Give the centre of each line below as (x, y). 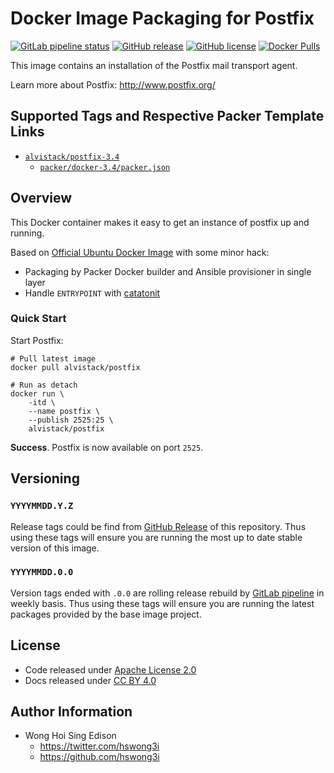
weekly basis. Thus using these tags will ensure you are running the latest (162, 603)
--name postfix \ (64, 411)
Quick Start (38, 319)
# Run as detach (44, 385)
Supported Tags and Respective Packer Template (167, 116)
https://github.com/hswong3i (99, 757)
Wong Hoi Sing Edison (70, 736)
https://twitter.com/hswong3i (99, 746)
